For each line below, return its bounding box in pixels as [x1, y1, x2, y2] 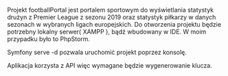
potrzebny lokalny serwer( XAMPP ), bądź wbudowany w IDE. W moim [7, 27, 207, 36]
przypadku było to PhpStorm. [7, 35, 91, 43]
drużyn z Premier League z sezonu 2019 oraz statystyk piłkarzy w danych [7, 13, 216, 21]
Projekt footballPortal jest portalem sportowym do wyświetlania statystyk [7, 6, 214, 14]
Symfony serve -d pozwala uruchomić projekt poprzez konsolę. [7, 48, 187, 56]
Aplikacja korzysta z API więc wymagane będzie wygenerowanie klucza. [7, 62, 213, 69]
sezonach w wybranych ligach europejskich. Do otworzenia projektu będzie [7, 21, 222, 28]
